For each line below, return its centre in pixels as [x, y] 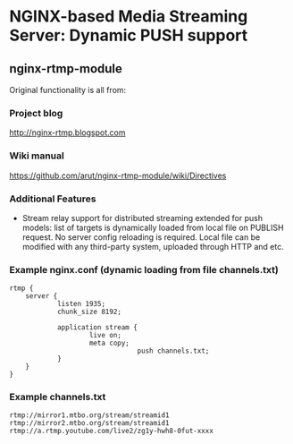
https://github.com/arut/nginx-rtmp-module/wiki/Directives [118, 175]
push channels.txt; [173, 351]
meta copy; [109, 343]
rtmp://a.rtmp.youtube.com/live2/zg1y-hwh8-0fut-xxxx [112, 431]
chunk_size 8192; [89, 312]
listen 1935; [81, 304]
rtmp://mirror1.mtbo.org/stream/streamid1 [89, 415]
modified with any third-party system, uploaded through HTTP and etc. [153, 246]
